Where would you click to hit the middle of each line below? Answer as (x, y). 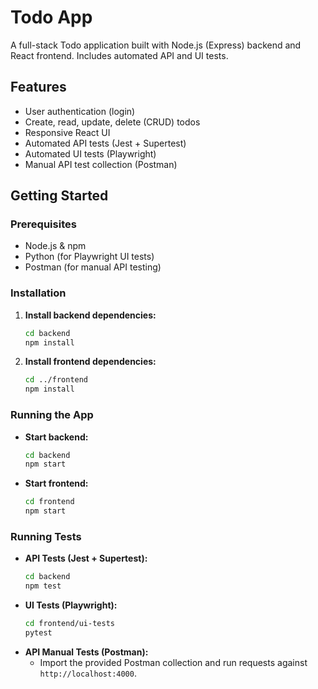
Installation (38, 293)
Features (38, 87)
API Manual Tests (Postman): (86, 652)
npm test (43, 586)
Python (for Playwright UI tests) (89, 257)
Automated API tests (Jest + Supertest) (105, 143)
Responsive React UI (67, 132)
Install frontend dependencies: (90, 362)
